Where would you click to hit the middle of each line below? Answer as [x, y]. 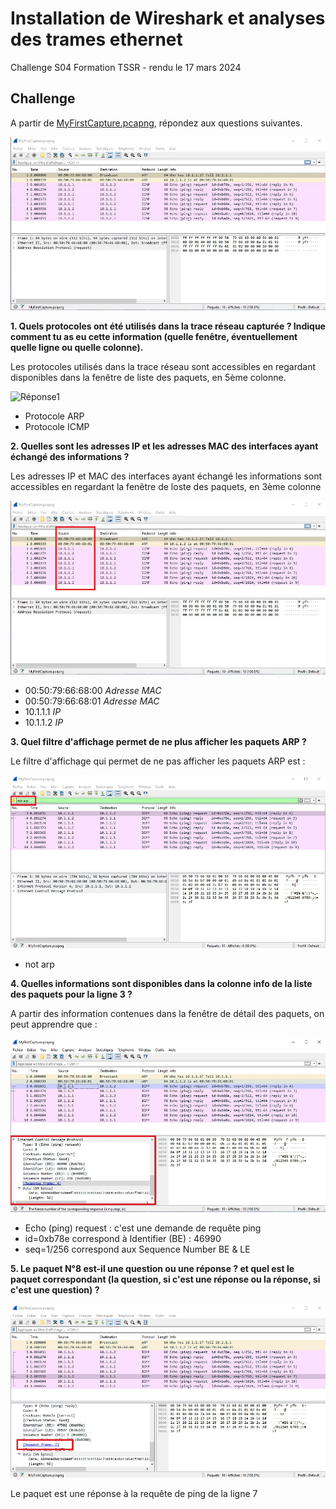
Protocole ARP [54, 416]
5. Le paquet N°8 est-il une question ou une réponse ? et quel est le [152, 1269]
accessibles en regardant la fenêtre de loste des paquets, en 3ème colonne [166, 487]
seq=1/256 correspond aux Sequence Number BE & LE [137, 1249]
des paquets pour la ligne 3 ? [71, 994]
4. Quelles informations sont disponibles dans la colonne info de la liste [161, 983]
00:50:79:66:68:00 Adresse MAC [93, 691]
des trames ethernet [96, 39]
